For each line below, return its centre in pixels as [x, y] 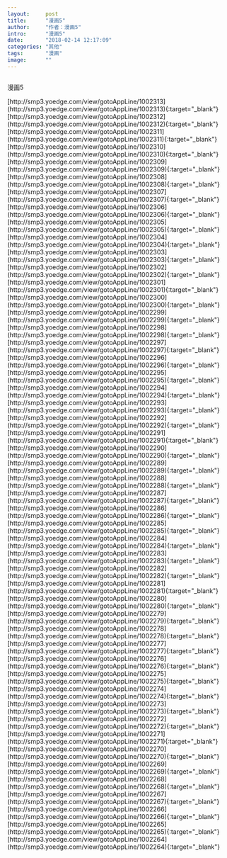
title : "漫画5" [36, 21]
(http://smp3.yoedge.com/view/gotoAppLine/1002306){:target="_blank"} [114, 214]
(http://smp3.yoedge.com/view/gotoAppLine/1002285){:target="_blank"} [113, 530]
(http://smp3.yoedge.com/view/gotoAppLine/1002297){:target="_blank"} [113, 350]
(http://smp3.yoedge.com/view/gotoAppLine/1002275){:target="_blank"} [113, 681]
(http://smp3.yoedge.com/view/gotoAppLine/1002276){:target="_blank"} [113, 666]
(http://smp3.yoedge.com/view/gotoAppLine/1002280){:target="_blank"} [114, 606]
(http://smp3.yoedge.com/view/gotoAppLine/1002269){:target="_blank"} [114, 771]
